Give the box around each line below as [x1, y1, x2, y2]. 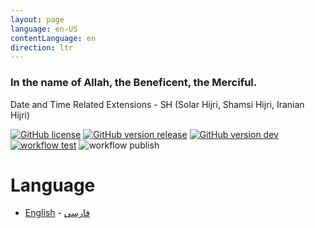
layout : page [10, 14, 65, 25]
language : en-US [10, 24, 78, 34]
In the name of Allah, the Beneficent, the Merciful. [10, 76, 258, 90]
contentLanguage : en [10, 33, 97, 43]
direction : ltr [10, 42, 74, 53]
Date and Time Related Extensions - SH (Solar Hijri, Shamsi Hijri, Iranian [10, 98, 305, 110]
